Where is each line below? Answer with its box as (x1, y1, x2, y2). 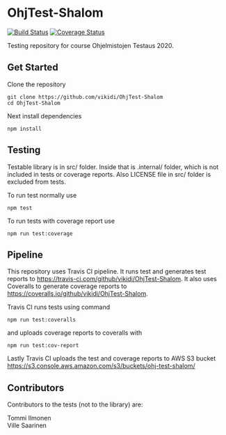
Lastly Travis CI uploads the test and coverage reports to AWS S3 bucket (7, 354, 216, 363)
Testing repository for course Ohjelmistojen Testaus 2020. (7, 41, 174, 49)
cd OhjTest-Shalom (7, 100, 60, 106)
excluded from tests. (7, 177, 66, 186)
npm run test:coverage (7, 230, 73, 237)
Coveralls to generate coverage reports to (7, 282, 127, 290)
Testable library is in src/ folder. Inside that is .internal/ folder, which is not (7, 162, 219, 171)
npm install (7, 125, 42, 132)
